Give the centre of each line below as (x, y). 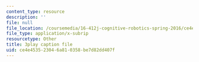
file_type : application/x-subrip (47, 34)
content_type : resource (36, 12)
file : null (20, 22)
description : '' (26, 17)
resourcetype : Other (32, 39)
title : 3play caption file (39, 45)
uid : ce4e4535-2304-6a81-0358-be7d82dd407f (61, 50)
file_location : (25, 28)
